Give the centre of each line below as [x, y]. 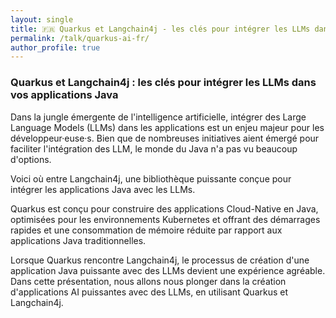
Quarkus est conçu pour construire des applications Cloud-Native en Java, [164, 208]
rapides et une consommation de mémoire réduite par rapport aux [146, 230]
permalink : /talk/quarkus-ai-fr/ [80, 38]
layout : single [42, 19]
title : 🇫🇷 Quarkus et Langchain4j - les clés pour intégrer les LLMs [160, 29]
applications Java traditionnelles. [78, 240]
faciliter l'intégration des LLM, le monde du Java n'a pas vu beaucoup [154, 148]
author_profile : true [55, 47]
